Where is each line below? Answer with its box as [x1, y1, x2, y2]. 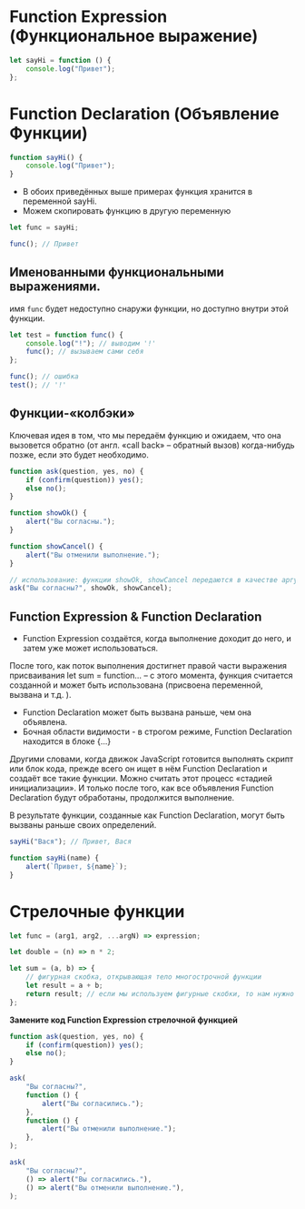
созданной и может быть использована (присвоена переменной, [9, 680, 263, 690]
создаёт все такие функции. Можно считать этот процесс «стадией [9, 773, 272, 784]
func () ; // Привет [9, 239, 79, 248]
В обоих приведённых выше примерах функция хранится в [22, 186, 252, 197]
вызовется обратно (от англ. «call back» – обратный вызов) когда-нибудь [9, 439, 295, 450]
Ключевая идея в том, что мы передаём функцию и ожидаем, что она [9, 429, 281, 440]
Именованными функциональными [9, 265, 224, 280]
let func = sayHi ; [9, 223, 79, 233]
